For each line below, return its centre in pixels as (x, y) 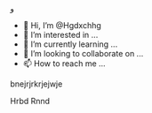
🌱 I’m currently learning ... (70, 44)
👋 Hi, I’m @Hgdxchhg (62, 25)
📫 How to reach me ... (64, 64)
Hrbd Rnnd (30, 101)
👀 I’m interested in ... (60, 35)
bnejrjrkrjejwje (36, 84)
